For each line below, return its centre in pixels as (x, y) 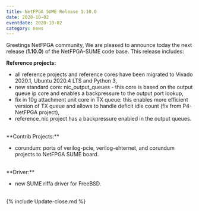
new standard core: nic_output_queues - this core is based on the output (104, 87)
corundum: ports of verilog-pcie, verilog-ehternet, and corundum (95, 148)
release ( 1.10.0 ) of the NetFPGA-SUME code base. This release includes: (95, 52)
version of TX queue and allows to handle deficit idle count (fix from (98, 106)
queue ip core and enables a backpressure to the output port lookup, (99, 93)
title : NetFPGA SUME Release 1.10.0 (51, 12)
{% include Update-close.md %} (46, 201)
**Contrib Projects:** (33, 137)
